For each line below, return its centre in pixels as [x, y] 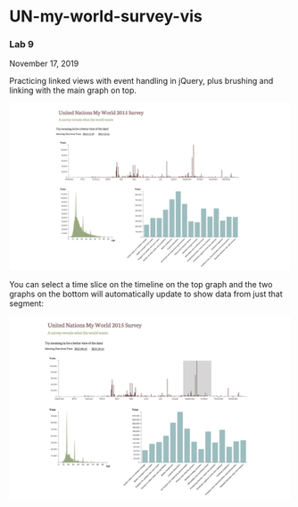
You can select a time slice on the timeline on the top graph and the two [141, 284]
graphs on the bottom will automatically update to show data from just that [146, 294]
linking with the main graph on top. [73, 90]
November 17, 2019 [44, 63]
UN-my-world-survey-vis [106, 17]
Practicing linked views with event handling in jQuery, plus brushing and [141, 81]
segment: [27, 303]
